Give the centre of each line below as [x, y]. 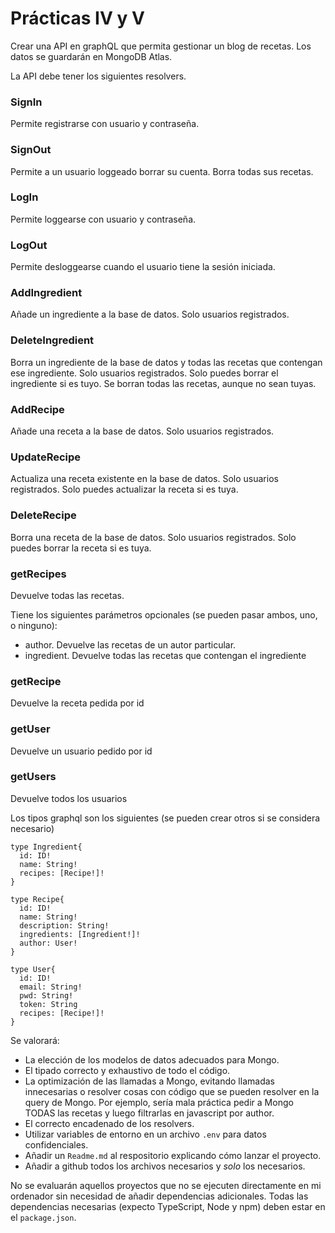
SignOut [31, 150]
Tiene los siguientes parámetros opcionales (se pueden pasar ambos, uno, [164, 614]
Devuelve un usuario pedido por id [81, 751]
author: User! [48, 943]
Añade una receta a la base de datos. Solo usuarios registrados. [142, 431]
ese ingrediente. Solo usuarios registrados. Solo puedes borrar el [144, 373]
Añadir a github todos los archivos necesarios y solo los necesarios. [165, 1166]
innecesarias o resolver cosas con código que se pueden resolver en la [172, 1091]
